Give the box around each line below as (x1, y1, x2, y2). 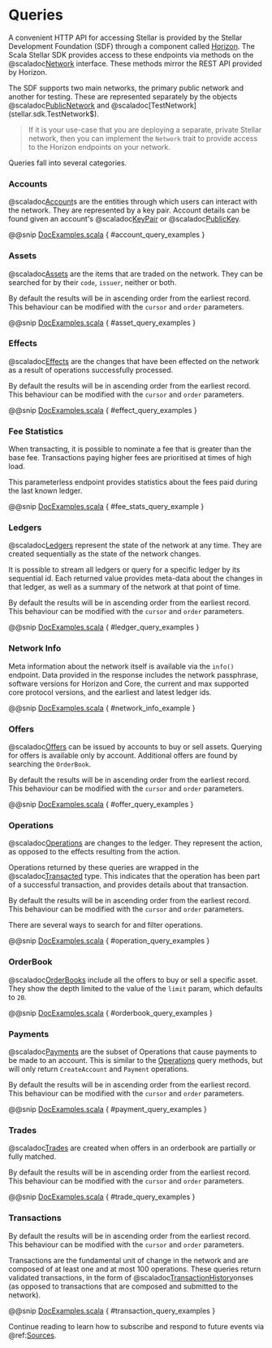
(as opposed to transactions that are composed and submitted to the (8, 1281, 239, 1291)
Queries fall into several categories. (8, 157, 127, 168)
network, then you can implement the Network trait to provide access (28, 133, 258, 143)
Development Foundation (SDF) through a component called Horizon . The (8, 41, 256, 50)
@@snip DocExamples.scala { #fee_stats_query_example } (8, 502, 205, 512)
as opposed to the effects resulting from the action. (8, 847, 180, 857)
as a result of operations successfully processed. (8, 365, 174, 375)
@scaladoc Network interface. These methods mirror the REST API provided (8, 59, 262, 68)
